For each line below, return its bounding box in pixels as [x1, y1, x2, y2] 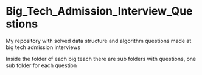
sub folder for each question [5, 62, 77, 69]
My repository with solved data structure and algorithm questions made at [5, 37, 192, 44]
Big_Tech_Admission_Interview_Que [5, 4, 193, 18]
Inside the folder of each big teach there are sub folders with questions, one [5, 55, 197, 62]
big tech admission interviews [5, 44, 80, 51]
